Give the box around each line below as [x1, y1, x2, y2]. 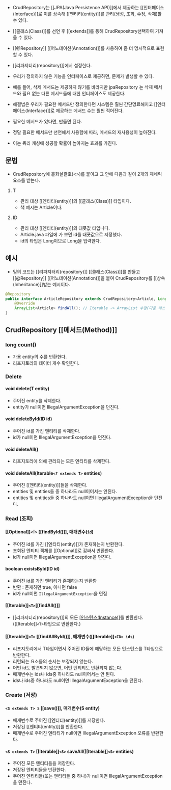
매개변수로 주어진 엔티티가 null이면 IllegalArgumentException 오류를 [12, 730, 150, 736]
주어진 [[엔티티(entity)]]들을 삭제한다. [12, 482, 88, 488]
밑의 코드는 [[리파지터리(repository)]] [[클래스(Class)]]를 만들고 [12, 268, 140, 275]
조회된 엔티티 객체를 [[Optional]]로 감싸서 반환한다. [12, 547, 115, 554]
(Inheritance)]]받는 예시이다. [12, 281, 70, 287]
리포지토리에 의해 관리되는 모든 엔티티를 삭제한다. [12, 458, 111, 465]
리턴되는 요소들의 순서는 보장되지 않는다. [12, 659, 93, 665]
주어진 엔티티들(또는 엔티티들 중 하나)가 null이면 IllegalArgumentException [12, 773, 163, 779]
